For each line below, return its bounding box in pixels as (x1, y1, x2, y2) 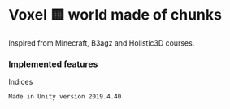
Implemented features (8, 58, 98, 69)
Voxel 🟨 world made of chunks (8, 6, 222, 24)
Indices (8, 77, 33, 87)
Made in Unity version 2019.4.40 (8, 93, 122, 101)
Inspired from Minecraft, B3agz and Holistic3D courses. (8, 37, 195, 48)
